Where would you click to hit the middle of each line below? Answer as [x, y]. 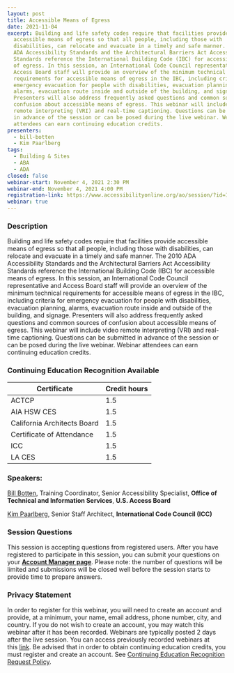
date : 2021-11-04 [32, 27]
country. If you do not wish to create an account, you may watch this [106, 625]
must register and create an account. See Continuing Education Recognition [116, 655]
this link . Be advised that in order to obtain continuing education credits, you [117, 647]
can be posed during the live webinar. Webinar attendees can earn [103, 345]
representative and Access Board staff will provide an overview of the [107, 286]
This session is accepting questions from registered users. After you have [113, 547]
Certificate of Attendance [52, 434]
